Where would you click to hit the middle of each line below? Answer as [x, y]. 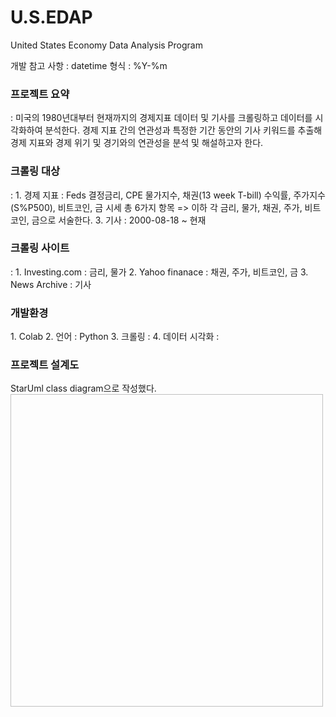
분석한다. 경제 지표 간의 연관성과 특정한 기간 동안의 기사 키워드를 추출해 [183, 130]
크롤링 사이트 [40, 248]
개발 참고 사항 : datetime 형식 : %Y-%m [89, 65]
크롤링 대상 [35, 171]
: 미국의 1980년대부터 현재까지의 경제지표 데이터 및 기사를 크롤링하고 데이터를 [161, 118]
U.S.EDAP [51, 17]
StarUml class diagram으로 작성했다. [83, 388]
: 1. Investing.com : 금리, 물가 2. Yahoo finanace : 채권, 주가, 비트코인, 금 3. [159, 272]
